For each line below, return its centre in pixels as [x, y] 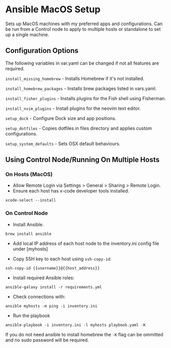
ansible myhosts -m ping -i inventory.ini [51, 306]
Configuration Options [42, 51]
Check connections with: [39, 297]
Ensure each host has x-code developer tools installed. [71, 191]
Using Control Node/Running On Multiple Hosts [82, 160]
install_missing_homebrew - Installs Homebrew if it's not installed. [75, 79]
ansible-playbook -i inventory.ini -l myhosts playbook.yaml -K [75, 325]
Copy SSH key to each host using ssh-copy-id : [62, 259]
